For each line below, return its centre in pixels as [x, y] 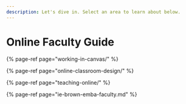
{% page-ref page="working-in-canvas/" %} [62, 59]
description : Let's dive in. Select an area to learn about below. [94, 12]
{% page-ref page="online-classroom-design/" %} [70, 71]
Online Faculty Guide [60, 42]
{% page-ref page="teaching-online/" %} [58, 82]
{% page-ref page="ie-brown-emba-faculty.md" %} [72, 94]
